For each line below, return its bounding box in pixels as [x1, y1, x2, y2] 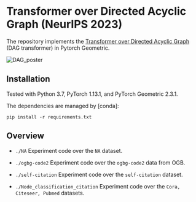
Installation [6, 74, 50, 84]
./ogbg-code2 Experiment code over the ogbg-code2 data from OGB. [15, 158, 186, 166]
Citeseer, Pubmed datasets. [15, 189, 85, 196]
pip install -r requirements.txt [6, 114, 92, 120]
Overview [6, 131, 45, 141]
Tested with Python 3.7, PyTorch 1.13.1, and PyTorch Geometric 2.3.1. [6, 90, 178, 98]
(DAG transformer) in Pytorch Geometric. [6, 44, 110, 52]
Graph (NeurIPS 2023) [6, 17, 123, 31]
